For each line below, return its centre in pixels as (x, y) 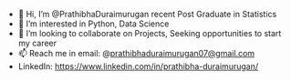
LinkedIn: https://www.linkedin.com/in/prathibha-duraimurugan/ (138, 66)
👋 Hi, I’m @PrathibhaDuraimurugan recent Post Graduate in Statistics (147, 14)
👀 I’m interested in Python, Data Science (94, 24)
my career (37, 43)
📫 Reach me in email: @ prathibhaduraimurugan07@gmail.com (136, 53)
